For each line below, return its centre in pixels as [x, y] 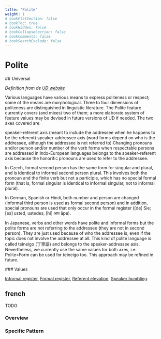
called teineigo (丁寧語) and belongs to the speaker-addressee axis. [73, 244]
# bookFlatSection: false [31, 18]
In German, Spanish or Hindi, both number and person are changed [72, 197]
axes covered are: [23, 123]
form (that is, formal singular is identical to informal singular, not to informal [80, 183]
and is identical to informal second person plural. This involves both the [76, 173]
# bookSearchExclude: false [33, 41]
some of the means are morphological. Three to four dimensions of [72, 102]
